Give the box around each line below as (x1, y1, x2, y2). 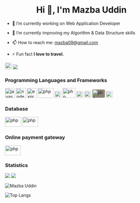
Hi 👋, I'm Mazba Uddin (36, 4, 127, 16)
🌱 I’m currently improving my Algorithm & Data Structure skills (12, 30, 136, 35)
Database (5, 105, 28, 112)
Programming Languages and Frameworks (5, 77, 108, 84)
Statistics (5, 162, 28, 169)
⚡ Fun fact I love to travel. (12, 51, 64, 57)
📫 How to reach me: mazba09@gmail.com (12, 39, 98, 45)
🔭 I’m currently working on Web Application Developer (12, 20, 121, 26)
